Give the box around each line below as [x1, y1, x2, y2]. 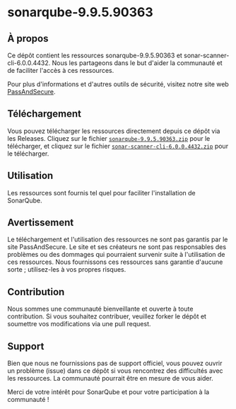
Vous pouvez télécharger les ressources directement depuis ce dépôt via [7, 127, 220, 135]
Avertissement [7, 217, 74, 229]
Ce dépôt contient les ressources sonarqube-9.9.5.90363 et [7, 51, 182, 59]
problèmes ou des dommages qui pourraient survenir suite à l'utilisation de [7, 250, 225, 259]
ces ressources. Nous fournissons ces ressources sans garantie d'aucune [7, 258, 223, 266]
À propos [7, 33, 49, 45]
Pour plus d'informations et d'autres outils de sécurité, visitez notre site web [7, 80, 230, 88]
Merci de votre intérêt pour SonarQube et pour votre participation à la [7, 388, 210, 396]
